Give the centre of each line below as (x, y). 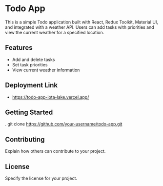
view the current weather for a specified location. (55, 32)
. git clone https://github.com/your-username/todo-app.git (64, 124)
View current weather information (46, 70)
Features (19, 48)
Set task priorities (30, 64)
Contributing (25, 139)
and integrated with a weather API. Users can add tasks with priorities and (80, 27)
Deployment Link (31, 85)
